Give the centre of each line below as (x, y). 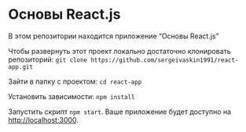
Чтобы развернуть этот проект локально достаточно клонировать (120, 51)
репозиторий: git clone (48, 59)
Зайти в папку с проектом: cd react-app (75, 81)
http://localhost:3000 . (43, 120)
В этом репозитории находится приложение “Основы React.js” (114, 36)
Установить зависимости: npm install (72, 96)
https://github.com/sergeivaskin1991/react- (164, 60)
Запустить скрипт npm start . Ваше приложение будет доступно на (120, 112)
